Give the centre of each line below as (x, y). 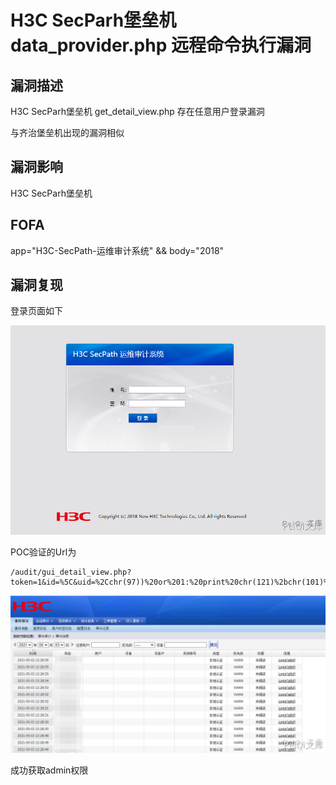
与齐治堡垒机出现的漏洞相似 (67, 132)
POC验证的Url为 (43, 552)
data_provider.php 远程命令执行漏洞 (161, 45)
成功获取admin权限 (49, 770)
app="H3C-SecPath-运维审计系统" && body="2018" (117, 250)
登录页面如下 (36, 311)
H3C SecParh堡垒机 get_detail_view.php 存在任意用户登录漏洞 (137, 111)
